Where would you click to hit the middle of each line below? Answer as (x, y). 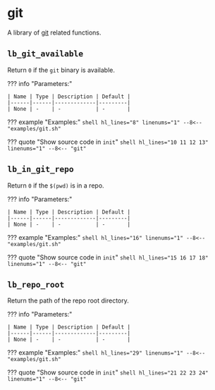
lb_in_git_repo (41, 169)
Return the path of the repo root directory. (68, 300)
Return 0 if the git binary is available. (61, 70)
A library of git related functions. (54, 32)
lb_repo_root (36, 285)
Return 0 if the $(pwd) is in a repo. (56, 185)
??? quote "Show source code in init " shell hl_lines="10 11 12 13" (108, 142)
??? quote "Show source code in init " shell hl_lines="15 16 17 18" (108, 257)
